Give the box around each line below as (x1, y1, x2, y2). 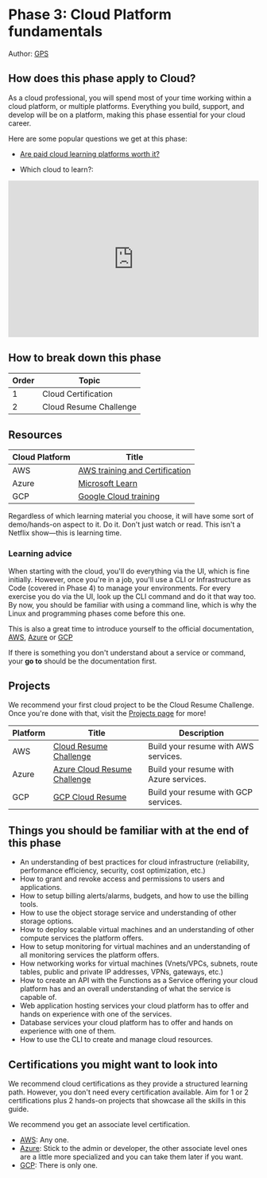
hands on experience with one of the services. (19, 1009, 172, 1019)
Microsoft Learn (78, 478, 137, 489)
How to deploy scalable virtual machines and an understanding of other (19, 925, 254, 935)
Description (178, 728, 224, 739)
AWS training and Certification (78, 465, 192, 476)
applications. (19, 883, 62, 892)
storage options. (19, 916, 74, 926)
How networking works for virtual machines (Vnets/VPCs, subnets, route (19, 958, 258, 968)
